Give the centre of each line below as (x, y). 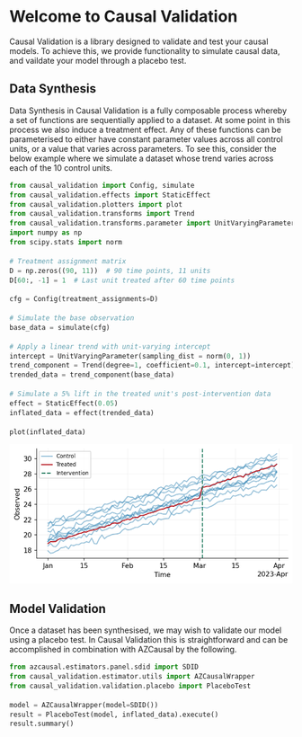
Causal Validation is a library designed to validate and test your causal (139, 41)
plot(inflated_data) (48, 432)
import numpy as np (46, 233)
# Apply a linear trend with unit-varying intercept (110, 346)
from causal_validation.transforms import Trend (102, 214)
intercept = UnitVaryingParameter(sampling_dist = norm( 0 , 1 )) (130, 356)
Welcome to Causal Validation (124, 17)
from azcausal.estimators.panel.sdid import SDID (104, 667)
